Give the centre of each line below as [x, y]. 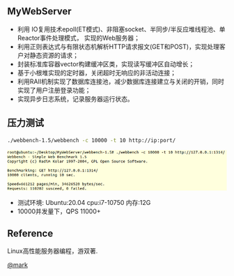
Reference [30, 234]
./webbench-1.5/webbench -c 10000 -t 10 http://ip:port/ [92, 140]
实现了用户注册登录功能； [54, 90]
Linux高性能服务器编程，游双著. [53, 251]
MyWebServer [39, 11]
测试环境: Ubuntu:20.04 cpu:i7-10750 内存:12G [84, 202]
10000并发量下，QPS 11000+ [59, 211]
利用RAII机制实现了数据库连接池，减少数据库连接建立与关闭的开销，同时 [120, 81]
